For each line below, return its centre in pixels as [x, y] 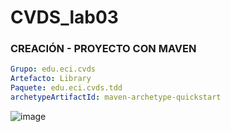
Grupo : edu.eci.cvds [53, 69]
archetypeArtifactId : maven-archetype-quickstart [116, 97]
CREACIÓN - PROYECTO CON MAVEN [103, 49]
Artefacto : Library [51, 79]
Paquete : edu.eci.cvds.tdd [66, 88]
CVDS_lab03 [64, 17]
